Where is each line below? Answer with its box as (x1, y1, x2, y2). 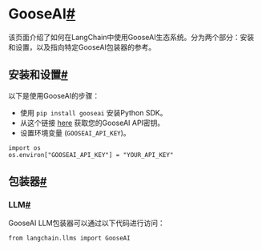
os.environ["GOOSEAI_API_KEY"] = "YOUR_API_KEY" (8, 151, 174, 159)
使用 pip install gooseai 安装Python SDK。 (19, 107, 167, 117)
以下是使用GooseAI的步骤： (8, 91, 100, 100)
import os (8, 143, 42, 152)
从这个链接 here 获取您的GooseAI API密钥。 (19, 118, 165, 127)
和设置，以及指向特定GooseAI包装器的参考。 (8, 42, 156, 52)
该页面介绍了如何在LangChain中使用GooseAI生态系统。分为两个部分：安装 (8, 32, 255, 42)
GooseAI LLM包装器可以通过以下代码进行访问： (8, 218, 166, 228)
